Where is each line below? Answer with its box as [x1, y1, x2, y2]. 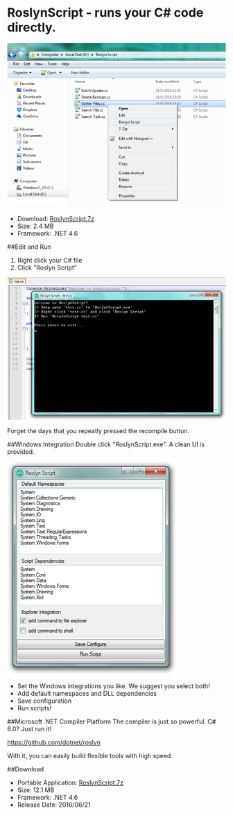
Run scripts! [17, 703, 52, 712]
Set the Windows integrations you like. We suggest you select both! [17, 681, 210, 690]
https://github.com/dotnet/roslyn [7, 738, 101, 746]
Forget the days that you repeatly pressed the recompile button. [7, 426, 190, 435]
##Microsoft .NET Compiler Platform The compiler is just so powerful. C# [7, 717, 216, 726]
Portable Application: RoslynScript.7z [17, 778, 123, 787]
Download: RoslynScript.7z [17, 215, 95, 223]
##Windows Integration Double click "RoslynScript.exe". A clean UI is [7, 440, 205, 448]
